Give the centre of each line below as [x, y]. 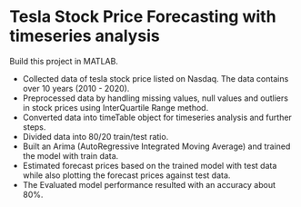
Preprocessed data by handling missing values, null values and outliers [156, 98]
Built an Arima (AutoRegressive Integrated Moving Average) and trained [156, 146]
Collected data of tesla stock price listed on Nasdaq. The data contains [156, 78]
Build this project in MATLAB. [64, 61]
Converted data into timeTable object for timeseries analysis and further [157, 117]
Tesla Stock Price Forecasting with [143, 17]
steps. [34, 127]
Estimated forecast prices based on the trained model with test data [150, 165]
